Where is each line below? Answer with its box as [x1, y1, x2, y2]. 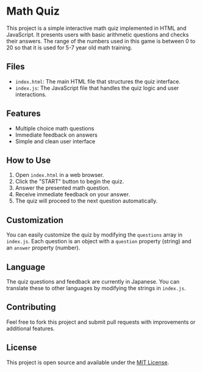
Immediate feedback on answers [15, 131, 98, 138]
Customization [6, 215, 64, 225]
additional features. [6, 324, 55, 332]
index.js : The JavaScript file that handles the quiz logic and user [15, 84, 179, 91]
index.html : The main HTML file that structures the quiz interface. [15, 77, 181, 85]
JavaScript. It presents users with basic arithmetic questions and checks [6, 30, 189, 38]
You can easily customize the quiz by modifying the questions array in [6, 231, 183, 238]
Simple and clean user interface [15, 137, 96, 145]
